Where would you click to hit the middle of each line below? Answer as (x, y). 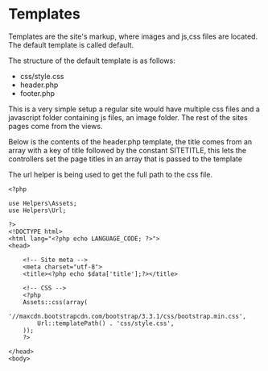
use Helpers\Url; (37, 211)
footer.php (37, 93)
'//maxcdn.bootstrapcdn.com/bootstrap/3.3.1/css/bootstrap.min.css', (128, 316)
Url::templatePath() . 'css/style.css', (106, 323)
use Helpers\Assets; (43, 203)
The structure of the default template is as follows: (92, 60)
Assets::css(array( (56, 302)
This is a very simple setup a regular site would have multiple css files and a (134, 109)
